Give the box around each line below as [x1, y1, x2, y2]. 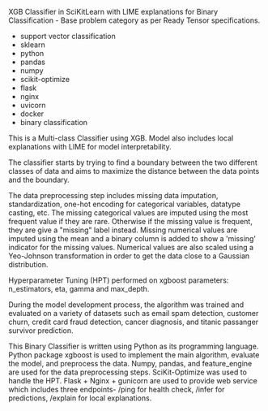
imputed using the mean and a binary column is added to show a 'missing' [8, 234, 257, 243]
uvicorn [19, 101, 46, 110]
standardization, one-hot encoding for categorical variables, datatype [8, 199, 241, 209]
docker [19, 109, 45, 119]
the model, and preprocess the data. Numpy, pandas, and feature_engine [8, 359, 253, 368]
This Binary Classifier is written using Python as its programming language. [8, 341, 259, 351]
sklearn [19, 40, 46, 50]
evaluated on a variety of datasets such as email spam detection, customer [8, 309, 259, 318]
